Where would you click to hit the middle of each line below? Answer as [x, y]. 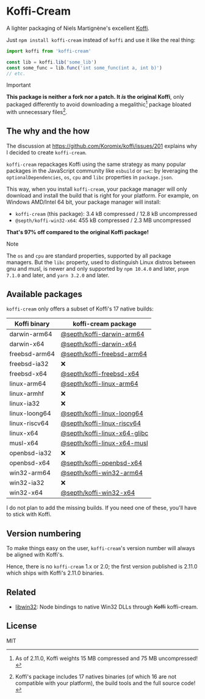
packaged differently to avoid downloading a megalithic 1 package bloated [99, 104]
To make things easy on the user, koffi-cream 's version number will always [101, 548]
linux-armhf [27, 393]
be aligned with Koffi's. [35, 555]
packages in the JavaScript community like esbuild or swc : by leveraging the [102, 170]
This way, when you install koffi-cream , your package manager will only [97, 189]
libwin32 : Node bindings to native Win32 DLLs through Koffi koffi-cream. [106, 607]
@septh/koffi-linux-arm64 [99, 384]
